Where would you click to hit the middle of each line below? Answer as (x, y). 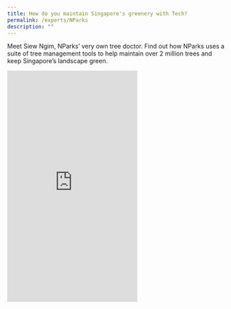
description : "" (31, 26)
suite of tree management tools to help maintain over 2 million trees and (110, 53)
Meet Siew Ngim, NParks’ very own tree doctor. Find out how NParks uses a (116, 47)
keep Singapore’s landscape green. (58, 61)
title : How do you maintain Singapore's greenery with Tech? (97, 14)
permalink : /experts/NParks (48, 20)
